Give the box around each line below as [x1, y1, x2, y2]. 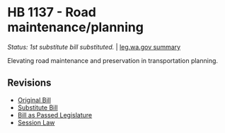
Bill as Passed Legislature [17, 110, 93, 119]
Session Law [17, 118, 55, 127]
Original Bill [17, 96, 52, 104]
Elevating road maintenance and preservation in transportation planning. [7, 56, 218, 64]
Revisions [7, 77, 52, 89]
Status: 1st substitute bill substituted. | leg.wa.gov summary [7, 42, 181, 51]
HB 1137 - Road [7, 4, 97, 21]
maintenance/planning [7, 19, 144, 35]
